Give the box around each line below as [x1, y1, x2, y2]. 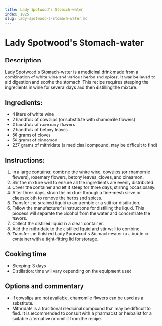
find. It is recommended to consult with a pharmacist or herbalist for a [12, 310, 152, 316]
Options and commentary [5, 282, 84, 291]
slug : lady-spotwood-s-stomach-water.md [5, 16, 88, 21]
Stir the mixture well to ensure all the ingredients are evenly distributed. [12, 180, 155, 185]
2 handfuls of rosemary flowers [12, 122, 75, 127]
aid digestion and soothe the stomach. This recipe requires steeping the [5, 79, 149, 85]
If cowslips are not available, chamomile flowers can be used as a [12, 295, 144, 301]
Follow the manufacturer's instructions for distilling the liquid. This [12, 205, 144, 211]
